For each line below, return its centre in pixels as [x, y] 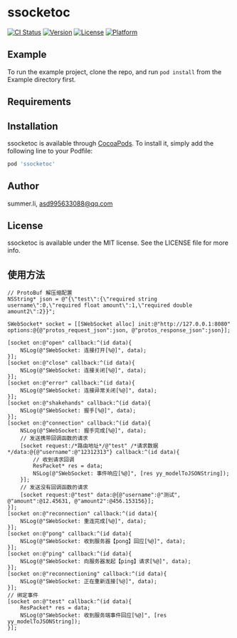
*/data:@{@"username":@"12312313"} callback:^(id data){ [94, 452]
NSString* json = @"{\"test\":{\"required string [83, 299]
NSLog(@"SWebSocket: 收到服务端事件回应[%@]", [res [94, 616]
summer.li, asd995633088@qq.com [60, 203]
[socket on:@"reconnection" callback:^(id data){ [83, 514]
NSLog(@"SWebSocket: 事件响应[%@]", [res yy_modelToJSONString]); [131, 474]
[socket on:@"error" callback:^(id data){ [71, 383]
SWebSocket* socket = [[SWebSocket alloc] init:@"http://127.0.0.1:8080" [119, 324]
